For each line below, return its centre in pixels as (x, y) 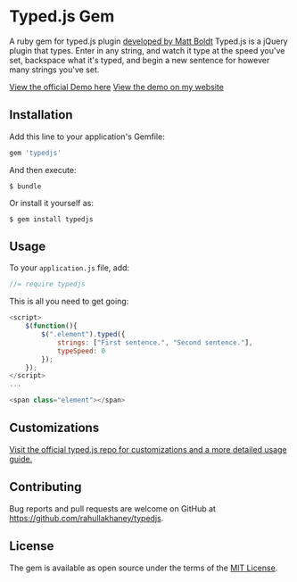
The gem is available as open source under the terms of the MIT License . (144, 568)
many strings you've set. (54, 70)
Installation (41, 115)
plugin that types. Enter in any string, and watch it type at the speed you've (147, 50)
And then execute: (43, 170)
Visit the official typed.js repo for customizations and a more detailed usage (148, 449)
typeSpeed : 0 (81, 351)
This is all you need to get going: (69, 302)
